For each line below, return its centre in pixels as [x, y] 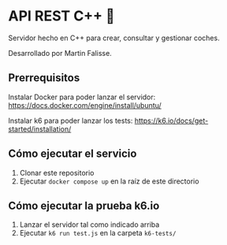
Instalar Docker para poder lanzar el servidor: [82, 97]
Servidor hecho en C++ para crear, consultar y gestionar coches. [114, 38]
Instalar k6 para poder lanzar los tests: [71, 121]
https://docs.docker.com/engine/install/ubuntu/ [85, 105]
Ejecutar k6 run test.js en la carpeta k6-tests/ [98, 233]
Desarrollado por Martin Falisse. [60, 53]
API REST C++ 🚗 [62, 16]
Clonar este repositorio [57, 173]
